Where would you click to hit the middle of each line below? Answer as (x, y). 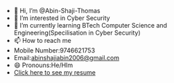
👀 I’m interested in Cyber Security (62, 18)
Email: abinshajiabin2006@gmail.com (67, 58)
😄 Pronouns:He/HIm (43, 65)
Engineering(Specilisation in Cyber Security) (77, 33)
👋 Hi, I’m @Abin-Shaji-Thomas (57, 11)
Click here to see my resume (54, 72)
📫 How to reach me (42, 40)
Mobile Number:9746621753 (54, 50)
